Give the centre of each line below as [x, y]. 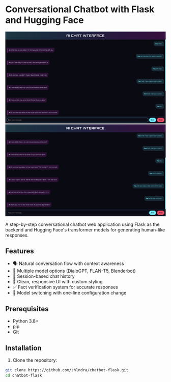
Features [20, 251]
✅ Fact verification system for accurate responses [65, 287]
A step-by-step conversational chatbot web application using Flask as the [82, 224]
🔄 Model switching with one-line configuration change [69, 293]
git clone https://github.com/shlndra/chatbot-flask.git [67, 370]
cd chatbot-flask [24, 375]
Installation [23, 348]
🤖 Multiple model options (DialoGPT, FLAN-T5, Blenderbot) [74, 271]
